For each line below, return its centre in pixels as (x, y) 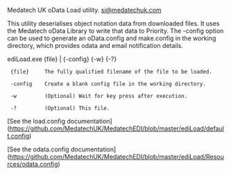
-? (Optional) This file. (60, 108)
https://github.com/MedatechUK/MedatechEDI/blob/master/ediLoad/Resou (117, 157)
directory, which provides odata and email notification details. (95, 45)
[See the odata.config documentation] (62, 149)
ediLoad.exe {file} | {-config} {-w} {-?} (62, 59)
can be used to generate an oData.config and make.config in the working (112, 38)
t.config (18, 136)
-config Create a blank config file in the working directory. (108, 84)
